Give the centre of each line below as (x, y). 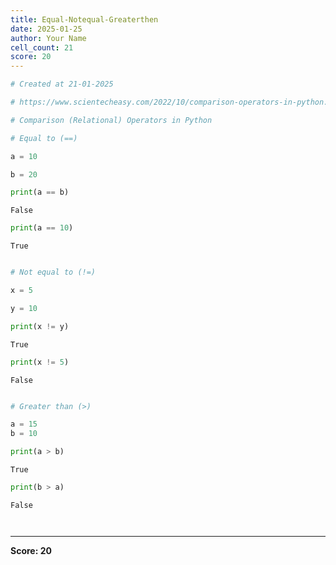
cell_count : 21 (42, 47)
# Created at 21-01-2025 (62, 84)
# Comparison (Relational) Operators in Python (111, 120)
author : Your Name (48, 38)
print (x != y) (40, 326)
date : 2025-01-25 (46, 29)
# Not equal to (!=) (53, 272)
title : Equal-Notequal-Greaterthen (84, 19)
